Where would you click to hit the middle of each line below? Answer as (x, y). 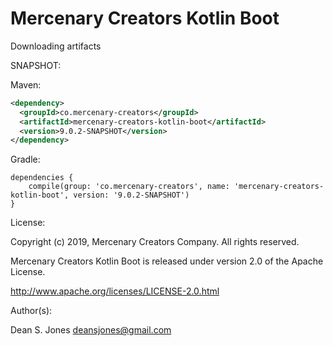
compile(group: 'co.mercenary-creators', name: (129, 187)
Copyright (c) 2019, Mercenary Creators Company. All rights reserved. (155, 242)
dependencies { (42, 178)
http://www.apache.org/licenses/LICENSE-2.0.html (115, 291)
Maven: (26, 84)
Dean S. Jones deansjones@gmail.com (91, 330)
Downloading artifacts (56, 46)
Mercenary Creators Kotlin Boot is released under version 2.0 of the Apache (167, 261)
